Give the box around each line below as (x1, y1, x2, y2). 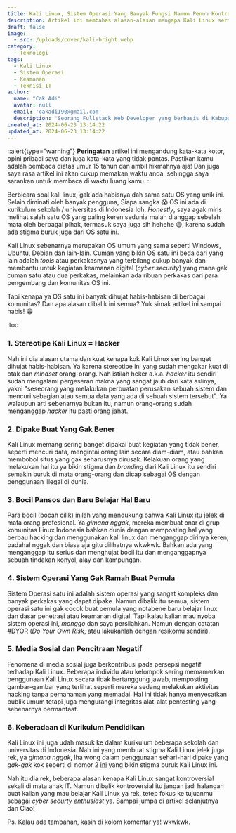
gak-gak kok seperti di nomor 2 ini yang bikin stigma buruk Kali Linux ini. (7, 761, 218, 769)
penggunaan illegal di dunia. (7, 477, 89, 485)
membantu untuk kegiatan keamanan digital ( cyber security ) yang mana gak (7, 264, 228, 273)
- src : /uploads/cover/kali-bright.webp (13, 37, 133, 44)
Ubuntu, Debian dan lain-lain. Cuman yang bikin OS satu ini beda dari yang (7, 249, 223, 257)
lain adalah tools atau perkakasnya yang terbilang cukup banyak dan (7, 256, 206, 265)
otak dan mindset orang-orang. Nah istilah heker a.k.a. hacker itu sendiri (7, 369, 217, 378)
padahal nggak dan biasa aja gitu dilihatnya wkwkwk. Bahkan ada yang (7, 541, 213, 549)
